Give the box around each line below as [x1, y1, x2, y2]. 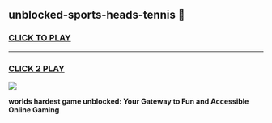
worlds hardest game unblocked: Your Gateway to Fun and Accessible [8, 96, 249, 106]
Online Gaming [8, 104, 60, 114]
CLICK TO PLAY [8, 32, 71, 44]
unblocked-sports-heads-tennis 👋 [8, 8, 185, 22]
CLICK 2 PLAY [8, 62, 65, 74]
